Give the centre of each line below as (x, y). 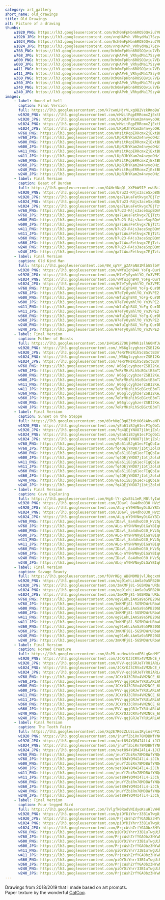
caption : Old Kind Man (41, 261)
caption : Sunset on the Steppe (50, 416)
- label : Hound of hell (38, 101)
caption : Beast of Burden (44, 183)
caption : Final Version (42, 106)
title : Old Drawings (26, 19)
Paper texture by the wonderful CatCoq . (45, 892)
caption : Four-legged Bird (46, 805)
